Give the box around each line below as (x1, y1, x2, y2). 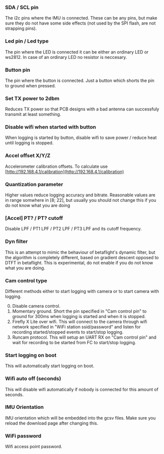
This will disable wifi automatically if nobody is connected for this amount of (5, 386, 159, 392)
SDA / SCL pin (5, 4, 39, 11)
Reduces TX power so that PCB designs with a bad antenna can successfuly (5, 106, 160, 112)
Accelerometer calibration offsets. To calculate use (5, 163, 108, 169)
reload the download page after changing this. (5, 420, 98, 426)
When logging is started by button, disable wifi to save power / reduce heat (5, 134, 157, 141)
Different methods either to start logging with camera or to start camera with (5, 288, 159, 294)
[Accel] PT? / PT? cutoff (5, 215, 63, 221)
